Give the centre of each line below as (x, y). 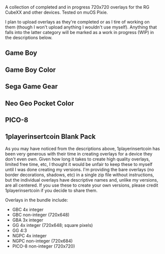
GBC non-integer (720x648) (41, 215)
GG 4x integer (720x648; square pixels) (52, 225)
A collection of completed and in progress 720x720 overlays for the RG (77, 7)
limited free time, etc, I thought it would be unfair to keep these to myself (79, 164)
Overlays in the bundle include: (37, 200)
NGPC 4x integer (29, 235)
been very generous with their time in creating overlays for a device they (79, 154)
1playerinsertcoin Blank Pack (50, 137)
